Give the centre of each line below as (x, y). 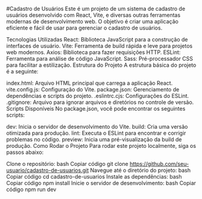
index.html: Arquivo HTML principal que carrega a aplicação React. (90, 83)
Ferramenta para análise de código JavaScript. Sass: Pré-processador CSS (100, 59)
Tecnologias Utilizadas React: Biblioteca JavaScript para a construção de (97, 39)
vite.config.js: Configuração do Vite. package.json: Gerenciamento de (93, 89)
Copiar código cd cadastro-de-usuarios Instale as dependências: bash (94, 176)
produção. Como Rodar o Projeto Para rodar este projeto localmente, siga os (101, 146)
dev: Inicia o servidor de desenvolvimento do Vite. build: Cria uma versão (97, 127)
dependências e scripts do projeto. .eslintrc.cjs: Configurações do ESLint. (98, 96)
